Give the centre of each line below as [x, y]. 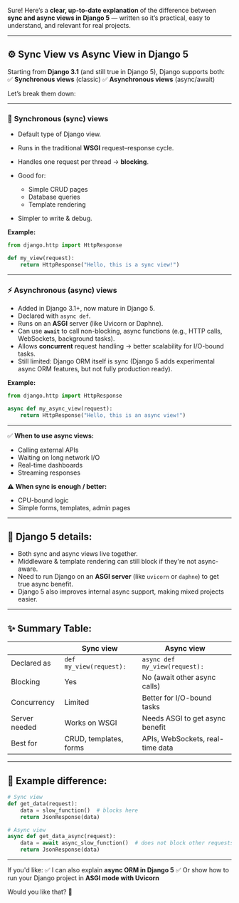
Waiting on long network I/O [59, 457]
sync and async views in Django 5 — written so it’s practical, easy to [109, 18]
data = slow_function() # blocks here [79, 810]
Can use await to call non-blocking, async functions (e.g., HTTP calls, [120, 331]
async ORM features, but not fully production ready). [95, 369]
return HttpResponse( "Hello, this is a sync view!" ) [100, 264]
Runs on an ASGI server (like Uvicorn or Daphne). [90, 324]
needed [24, 728]
